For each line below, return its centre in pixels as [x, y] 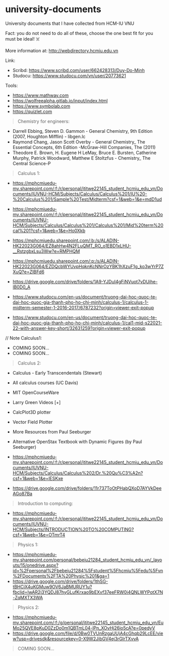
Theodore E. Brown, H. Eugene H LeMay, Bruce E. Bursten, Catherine [84, 153]
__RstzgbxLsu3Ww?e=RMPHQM [46, 251]
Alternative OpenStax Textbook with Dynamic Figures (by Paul [77, 442]
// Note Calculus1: [24, 338]
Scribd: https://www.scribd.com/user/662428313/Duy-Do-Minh [78, 70]
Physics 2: [28, 607]
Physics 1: [28, 544]
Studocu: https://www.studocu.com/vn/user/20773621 [69, 76]
